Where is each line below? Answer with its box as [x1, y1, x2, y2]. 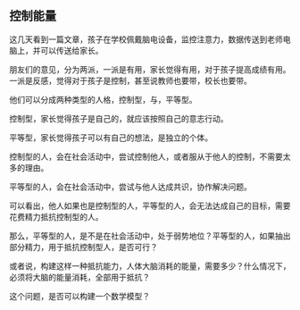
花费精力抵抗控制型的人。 [9, 211, 104, 222]
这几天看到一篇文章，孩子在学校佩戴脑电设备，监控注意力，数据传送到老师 [9, 34, 283, 45]
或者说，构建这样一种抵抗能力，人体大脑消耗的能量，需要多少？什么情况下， [9, 260, 291, 271]
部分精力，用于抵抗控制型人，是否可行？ [9, 241, 158, 252]
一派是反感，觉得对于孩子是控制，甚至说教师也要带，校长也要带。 [9, 75, 252, 86]
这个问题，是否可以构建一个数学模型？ [9, 290, 150, 301]
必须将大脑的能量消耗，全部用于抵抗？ [9, 272, 150, 282]
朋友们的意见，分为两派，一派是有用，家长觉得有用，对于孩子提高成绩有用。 [9, 63, 291, 74]
